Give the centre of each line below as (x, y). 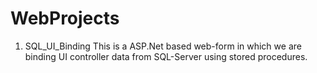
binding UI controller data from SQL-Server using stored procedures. (166, 56)
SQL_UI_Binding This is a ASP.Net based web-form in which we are (163, 46)
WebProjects (65, 18)
